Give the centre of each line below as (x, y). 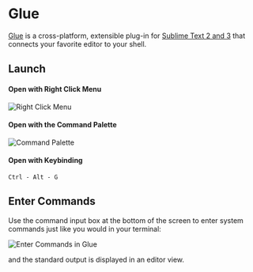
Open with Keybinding (45, 161)
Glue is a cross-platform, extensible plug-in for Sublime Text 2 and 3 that (127, 36)
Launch (27, 69)
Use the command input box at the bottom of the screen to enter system (126, 220)
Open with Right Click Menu (55, 89)
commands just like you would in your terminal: (85, 229)
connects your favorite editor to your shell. (77, 43)
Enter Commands (52, 201)
